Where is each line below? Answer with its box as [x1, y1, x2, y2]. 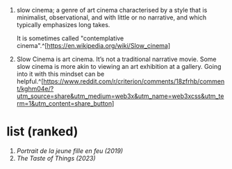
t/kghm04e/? [16, 85, 54, 92]
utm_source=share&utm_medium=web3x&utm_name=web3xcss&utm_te [16, 92, 224, 100]
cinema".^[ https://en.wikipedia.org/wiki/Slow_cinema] [16, 42, 171, 49]
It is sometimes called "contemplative [16, 34, 124, 42]
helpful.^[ [16, 77, 44, 86]
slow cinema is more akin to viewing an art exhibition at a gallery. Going [16, 63, 222, 70]
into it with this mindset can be [16, 70, 105, 78]
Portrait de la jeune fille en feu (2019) [16, 146, 123, 155]
